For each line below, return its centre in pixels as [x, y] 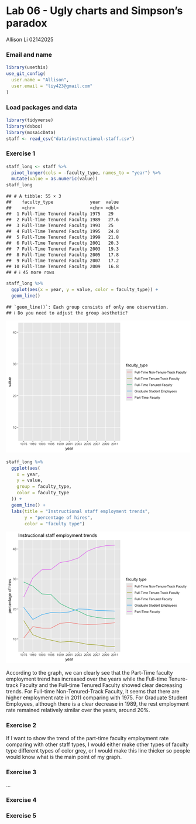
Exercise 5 [21, 815]
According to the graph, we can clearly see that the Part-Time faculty [90, 673]
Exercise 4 [21, 799]
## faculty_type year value [62, 202]
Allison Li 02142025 [30, 39]
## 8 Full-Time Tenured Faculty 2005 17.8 [62, 255]
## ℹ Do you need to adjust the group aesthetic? [67, 313]
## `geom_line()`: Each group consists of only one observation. [87, 307]
